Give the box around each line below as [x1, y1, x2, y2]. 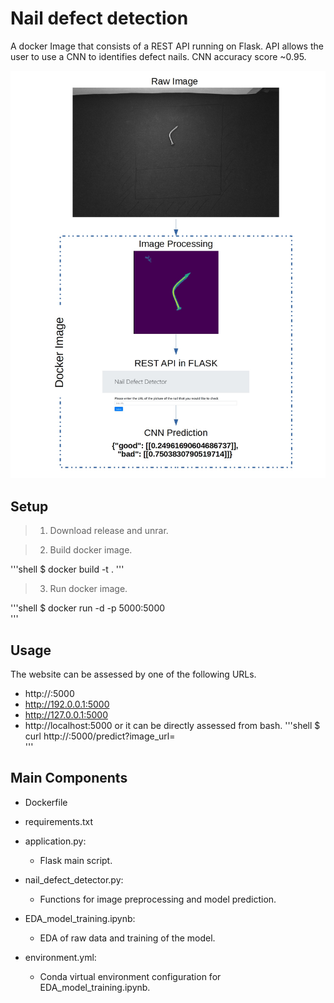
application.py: [24, 835, 87, 847]
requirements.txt [24, 815, 94, 827]
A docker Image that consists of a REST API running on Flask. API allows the [10, 40, 324, 52]
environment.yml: [24, 951, 97, 963]
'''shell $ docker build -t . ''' [10, 563, 125, 576]
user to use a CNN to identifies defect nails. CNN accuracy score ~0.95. [10, 50, 307, 62]
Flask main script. [39, 854, 113, 866]
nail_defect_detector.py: [24, 873, 124, 886]
